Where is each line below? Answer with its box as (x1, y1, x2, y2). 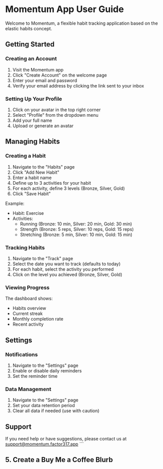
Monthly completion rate (12, 316, 64, 322)
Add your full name (12, 117, 52, 123)
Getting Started (5, 40, 55, 49)
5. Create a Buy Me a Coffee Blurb (5, 455, 113, 464)
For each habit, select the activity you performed (12, 266, 114, 272)
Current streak (12, 310, 43, 317)
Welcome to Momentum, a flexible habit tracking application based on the (5, 20, 158, 26)
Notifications (5, 351, 38, 358)
